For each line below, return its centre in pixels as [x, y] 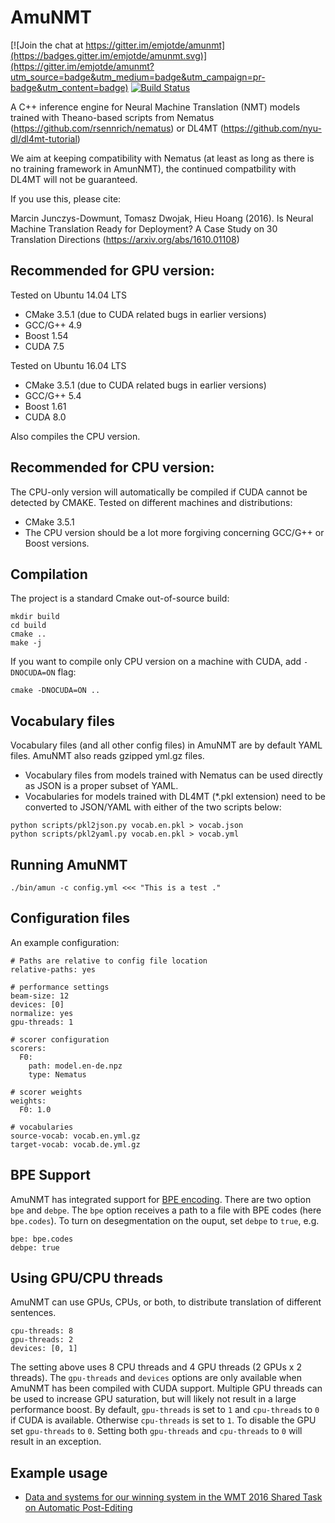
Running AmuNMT [69, 864]
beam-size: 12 [40, 996]
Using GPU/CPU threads [87, 1278]
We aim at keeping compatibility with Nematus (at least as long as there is [162, 158]
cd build [28, 626]
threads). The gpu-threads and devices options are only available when [156, 1378]
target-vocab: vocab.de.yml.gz [75, 1144]
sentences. [33, 1313]
